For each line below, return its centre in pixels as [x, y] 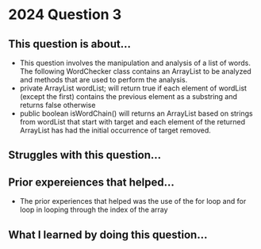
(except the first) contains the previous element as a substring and [129, 96]
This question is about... [69, 44]
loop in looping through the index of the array [94, 210]
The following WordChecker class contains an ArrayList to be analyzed [135, 71]
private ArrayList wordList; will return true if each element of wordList [133, 88]
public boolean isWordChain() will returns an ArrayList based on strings [136, 113]
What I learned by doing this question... [108, 234]
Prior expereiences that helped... [91, 182]
